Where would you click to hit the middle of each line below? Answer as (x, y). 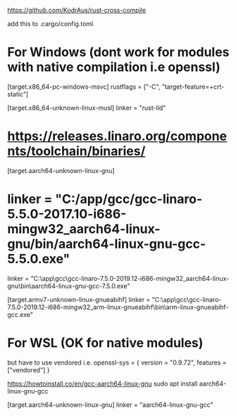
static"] (18, 94)
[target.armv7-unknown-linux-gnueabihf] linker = (79, 299)
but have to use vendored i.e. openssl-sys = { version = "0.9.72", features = (117, 363)
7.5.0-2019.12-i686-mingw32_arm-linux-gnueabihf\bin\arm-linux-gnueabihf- (118, 307)
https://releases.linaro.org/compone (117, 136)
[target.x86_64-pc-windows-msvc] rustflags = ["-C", (84, 87)
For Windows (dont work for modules (118, 52)
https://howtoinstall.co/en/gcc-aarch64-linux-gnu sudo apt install (103, 384)
